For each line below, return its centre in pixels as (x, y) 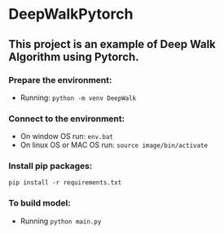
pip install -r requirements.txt (65, 183)
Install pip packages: (51, 166)
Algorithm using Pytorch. (74, 56)
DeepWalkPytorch (71, 14)
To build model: (40, 203)
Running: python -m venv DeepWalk (78, 97)
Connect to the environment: (67, 119)
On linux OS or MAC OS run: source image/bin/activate (114, 145)
